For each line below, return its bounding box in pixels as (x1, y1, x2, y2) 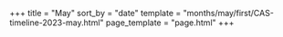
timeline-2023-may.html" (9, 17, 104, 28)
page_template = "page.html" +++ (105, 17, 235, 28)
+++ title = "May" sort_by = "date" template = (9, 8, 182, 18)
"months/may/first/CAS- (183, 8, 274, 18)
